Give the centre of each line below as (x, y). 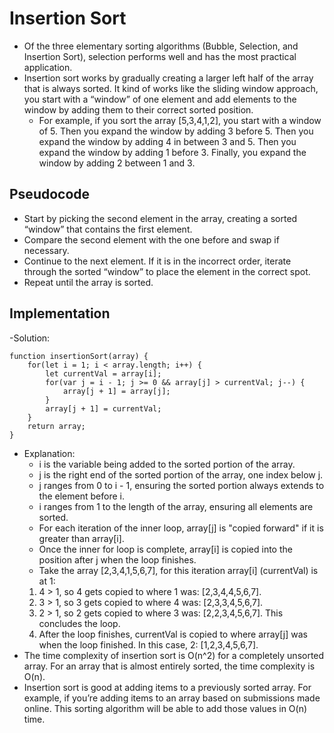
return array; (56, 426)
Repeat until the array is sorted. (88, 282)
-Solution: (30, 338)
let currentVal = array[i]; (103, 373)
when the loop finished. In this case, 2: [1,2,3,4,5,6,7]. (148, 644)
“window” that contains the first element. (108, 229)
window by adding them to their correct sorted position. (138, 109)
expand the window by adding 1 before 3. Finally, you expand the (172, 152)
